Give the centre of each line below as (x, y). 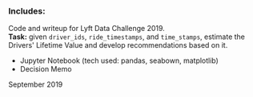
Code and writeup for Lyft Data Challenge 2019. (87, 29)
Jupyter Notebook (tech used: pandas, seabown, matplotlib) (119, 60)
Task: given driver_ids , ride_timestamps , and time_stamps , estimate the (127, 37)
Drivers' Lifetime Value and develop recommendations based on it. (118, 45)
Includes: (27, 11)
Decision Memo (46, 69)
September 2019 (36, 84)
